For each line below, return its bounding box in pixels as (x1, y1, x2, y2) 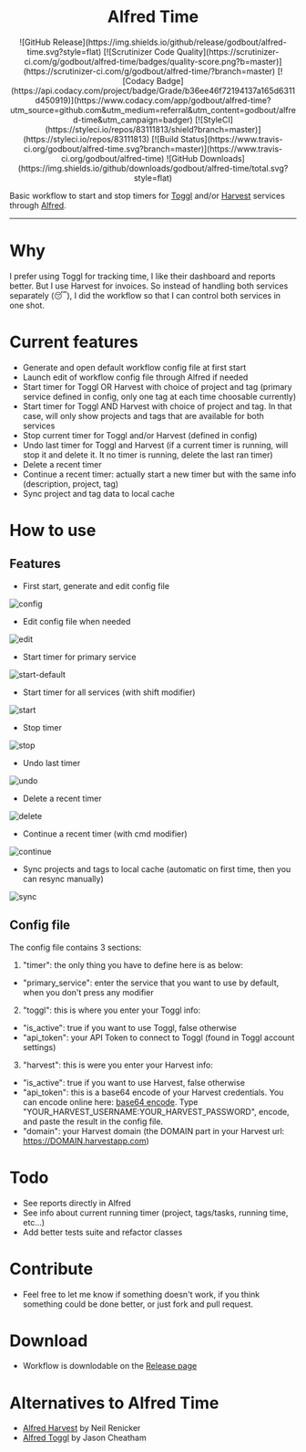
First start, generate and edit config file (22, 580, 170, 591)
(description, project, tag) (22, 478, 119, 489)
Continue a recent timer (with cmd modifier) (22, 828, 189, 839)
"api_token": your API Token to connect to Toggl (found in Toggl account (22, 1032, 295, 1043)
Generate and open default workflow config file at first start (22, 362, 247, 373)
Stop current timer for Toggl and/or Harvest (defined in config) (22, 429, 258, 440)
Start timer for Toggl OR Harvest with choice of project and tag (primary (22, 381, 293, 392)
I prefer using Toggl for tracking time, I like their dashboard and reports (9, 270, 276, 281)
